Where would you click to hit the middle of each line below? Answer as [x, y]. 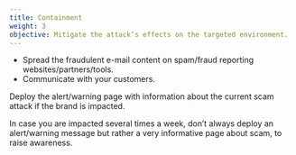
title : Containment [46, 18]
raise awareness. [41, 143]
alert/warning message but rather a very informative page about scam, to [146, 133]
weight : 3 [28, 26]
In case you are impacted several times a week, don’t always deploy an [141, 123]
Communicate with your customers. [89, 79]
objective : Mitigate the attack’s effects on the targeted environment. [149, 34]
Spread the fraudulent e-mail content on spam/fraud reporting [138, 60]
